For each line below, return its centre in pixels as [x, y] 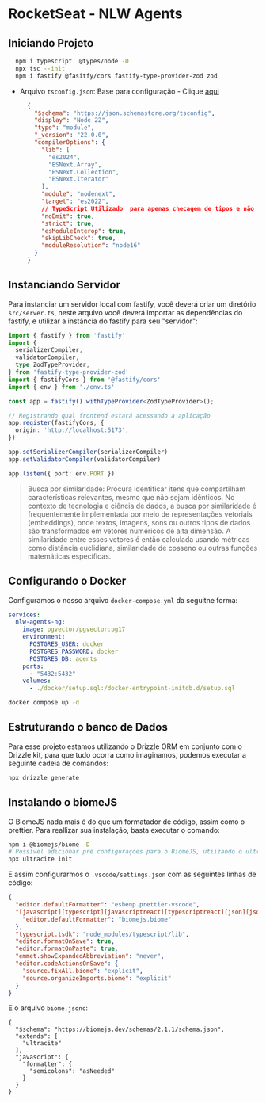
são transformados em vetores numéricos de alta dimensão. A [129, 531]
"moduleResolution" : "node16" [91, 246]
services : [25, 615]
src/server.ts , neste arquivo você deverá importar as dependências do [125, 312]
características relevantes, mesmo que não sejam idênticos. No [131, 497]
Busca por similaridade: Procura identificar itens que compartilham [137, 489]
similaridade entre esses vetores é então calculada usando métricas [139, 539]
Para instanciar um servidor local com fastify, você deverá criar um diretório [132, 304]
